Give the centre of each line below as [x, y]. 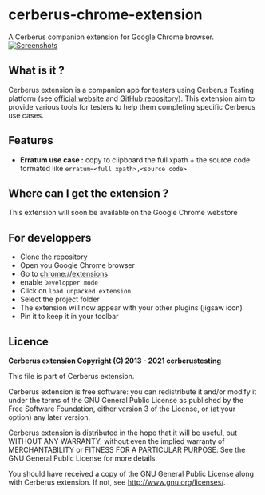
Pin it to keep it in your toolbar [69, 317]
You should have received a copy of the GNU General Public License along [131, 474]
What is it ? [37, 71]
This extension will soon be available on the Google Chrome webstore [123, 213]
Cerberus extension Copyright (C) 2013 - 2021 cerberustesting [115, 361]
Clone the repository [53, 257]
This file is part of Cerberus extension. [71, 376]
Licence [29, 341]
